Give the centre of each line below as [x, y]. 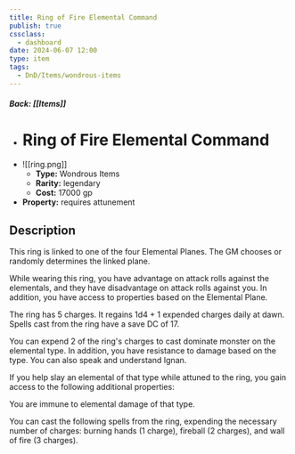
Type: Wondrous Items [78, 174]
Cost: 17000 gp [64, 193]
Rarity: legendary [68, 183]
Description [42, 230]
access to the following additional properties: [92, 387]
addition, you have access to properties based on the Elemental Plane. [139, 297]
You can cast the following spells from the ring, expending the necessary [143, 422]
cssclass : [28, 34]
